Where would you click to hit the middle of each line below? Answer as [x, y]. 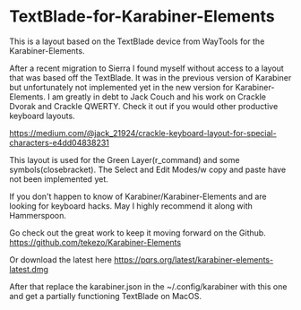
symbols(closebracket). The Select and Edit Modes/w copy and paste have [148, 169]
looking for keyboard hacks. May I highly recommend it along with [131, 206]
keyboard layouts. [42, 116]
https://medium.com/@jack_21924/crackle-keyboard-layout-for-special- [143, 133]
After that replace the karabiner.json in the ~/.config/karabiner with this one [148, 286]
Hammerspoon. [38, 215]
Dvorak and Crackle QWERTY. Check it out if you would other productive [144, 106]
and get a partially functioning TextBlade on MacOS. [106, 296]
